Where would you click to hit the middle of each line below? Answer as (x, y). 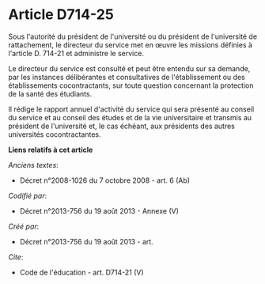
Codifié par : (28, 195)
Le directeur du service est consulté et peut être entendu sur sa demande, (129, 68)
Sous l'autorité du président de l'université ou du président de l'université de (133, 36)
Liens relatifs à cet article (51, 150)
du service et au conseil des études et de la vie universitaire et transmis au (130, 117)
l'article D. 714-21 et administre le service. (76, 53)
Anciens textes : (34, 165)
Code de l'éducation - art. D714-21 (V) (81, 272)
